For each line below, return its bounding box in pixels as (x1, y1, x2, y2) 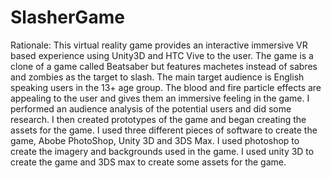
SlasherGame (10, 6, 125, 29)
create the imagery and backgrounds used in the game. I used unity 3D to (10, 145, 315, 157)
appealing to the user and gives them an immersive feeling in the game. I (10, 92, 310, 104)
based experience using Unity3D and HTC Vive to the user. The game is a (10, 49, 314, 61)
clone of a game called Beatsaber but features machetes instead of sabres (10, 60, 318, 72)
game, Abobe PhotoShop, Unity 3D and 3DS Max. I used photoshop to (10, 134, 300, 146)
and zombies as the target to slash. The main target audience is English (10, 71, 305, 83)
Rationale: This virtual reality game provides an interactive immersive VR (10, 39, 308, 51)
